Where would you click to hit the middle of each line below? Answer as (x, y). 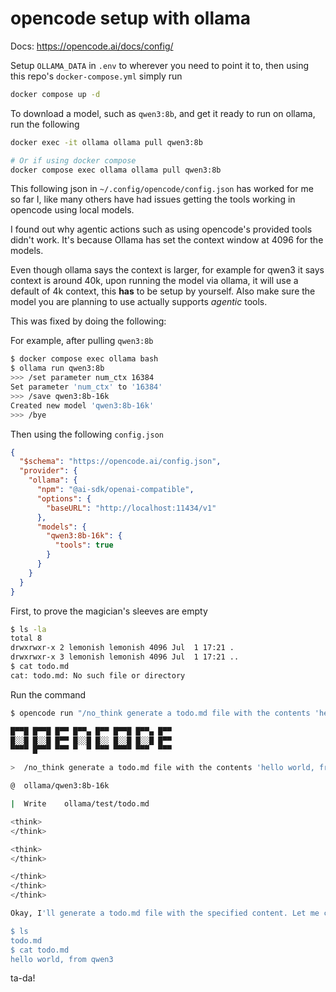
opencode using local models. (72, 210)
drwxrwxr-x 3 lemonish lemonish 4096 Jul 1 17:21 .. (125, 657)
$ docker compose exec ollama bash (84, 359)
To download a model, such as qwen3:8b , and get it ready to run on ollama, (163, 113)
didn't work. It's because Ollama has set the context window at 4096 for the (167, 240)
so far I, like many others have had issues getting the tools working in (153, 199)
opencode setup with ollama (131, 18)
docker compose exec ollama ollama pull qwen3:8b (116, 170)
